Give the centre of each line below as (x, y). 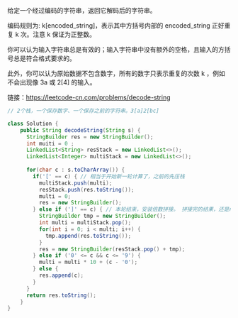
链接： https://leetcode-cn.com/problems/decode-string (89, 97)
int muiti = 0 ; (50, 143)
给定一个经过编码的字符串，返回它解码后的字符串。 (82, 10)
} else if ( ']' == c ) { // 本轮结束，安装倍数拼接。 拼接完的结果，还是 (131, 209)
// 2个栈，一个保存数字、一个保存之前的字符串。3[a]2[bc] (83, 111)
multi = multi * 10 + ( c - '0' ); (88, 262)
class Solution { (33, 124)
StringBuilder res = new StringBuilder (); (90, 137)
